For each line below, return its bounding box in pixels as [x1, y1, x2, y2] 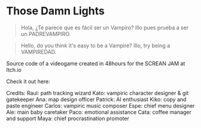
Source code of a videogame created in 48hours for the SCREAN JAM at [6, 60, 185, 67]
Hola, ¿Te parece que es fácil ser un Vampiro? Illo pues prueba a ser [20, 24, 189, 31]
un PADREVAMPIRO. [20, 30, 71, 37]
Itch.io [6, 66, 22, 73]
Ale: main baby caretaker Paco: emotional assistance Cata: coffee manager [6, 108, 192, 115]
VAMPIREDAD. [20, 48, 57, 55]
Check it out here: [6, 78, 51, 85]
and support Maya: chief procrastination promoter [6, 115, 130, 122]
